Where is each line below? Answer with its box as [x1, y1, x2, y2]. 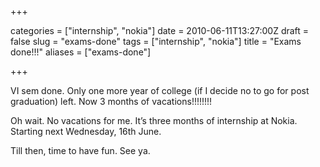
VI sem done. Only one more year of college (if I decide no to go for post [10, 85, 310, 96]
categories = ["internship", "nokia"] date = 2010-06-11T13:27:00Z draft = [10, 25, 310, 36]
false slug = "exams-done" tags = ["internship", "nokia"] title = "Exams [10, 36, 302, 47]
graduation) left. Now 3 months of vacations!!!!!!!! [10, 96, 213, 107]
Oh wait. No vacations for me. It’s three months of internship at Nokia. [10, 115, 298, 126]
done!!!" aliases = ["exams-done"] [10, 46, 152, 58]
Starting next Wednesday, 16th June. [10, 126, 162, 137]
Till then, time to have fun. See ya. [10, 145, 151, 156]
